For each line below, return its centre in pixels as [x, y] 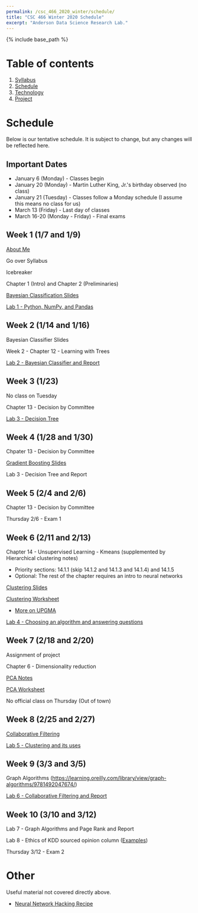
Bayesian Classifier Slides [38, 339]
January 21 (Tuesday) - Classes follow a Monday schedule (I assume [98, 198]
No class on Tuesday [32, 396]
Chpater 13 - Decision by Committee [50, 451]
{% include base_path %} [37, 40]
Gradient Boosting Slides [36, 463]
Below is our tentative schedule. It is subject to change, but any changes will [99, 139]
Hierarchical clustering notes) [42, 558]
